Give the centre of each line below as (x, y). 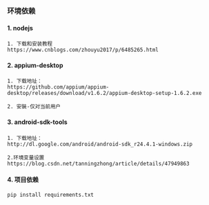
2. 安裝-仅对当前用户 (34, 107)
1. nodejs (20, 28)
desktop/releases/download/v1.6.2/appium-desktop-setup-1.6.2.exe (104, 93)
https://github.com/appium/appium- (58, 87)
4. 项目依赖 (23, 180)
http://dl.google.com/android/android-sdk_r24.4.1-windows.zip (100, 144)
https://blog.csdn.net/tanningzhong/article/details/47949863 (98, 163)
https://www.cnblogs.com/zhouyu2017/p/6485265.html (83, 50)
